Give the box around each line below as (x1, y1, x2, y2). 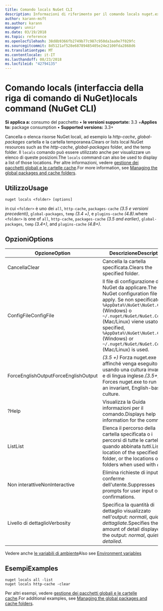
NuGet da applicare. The (102, 284, 157, 291)
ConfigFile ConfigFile (7, 312, 54, 319)
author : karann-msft (5, 16, 47, 21)
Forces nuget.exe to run (102, 378, 157, 385)
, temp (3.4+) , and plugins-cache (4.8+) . (22, 221, 101, 227)
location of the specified (102, 449, 158, 456)
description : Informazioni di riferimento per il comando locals (5, 12, 140, 17)
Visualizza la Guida (102, 398, 146, 405)
